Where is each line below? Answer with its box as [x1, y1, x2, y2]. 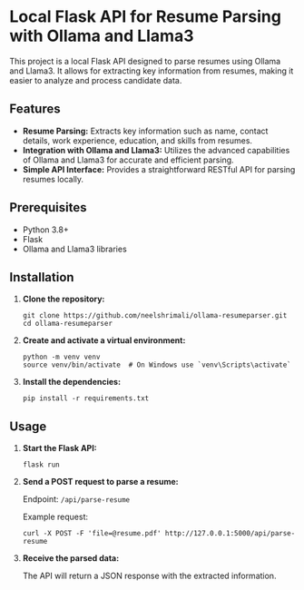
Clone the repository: [22, 293, 105, 305]
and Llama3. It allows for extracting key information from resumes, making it [9, 65, 294, 76]
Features [9, 102, 61, 117]
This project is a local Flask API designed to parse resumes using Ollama [9, 55, 281, 66]
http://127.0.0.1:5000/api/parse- [164, 529, 296, 538]
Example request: [22, 511, 89, 523]
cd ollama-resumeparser [22, 320, 113, 329]
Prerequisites [9, 200, 87, 215]
